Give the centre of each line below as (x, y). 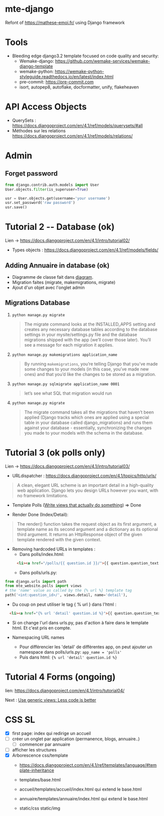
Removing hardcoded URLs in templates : (54, 549)
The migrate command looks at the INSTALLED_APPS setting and (90, 324)
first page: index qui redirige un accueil (51, 733)
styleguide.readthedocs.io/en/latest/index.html (66, 76)
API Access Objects (46, 107)
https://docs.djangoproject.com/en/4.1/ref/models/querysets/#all (77, 125)
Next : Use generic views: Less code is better (51, 700)
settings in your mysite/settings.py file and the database (81, 334)
